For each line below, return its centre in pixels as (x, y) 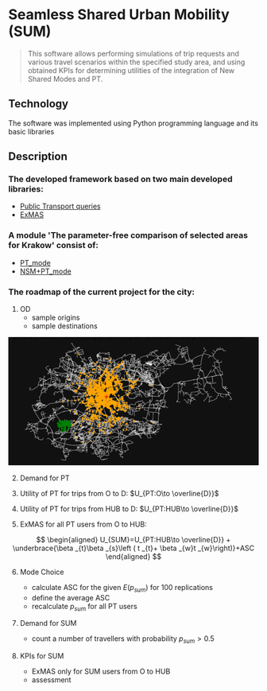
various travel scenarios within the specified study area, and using (136, 62)
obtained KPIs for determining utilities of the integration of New (131, 70)
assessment (51, 680)
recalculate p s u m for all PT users (84, 607)
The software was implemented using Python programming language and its (133, 123)
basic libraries (31, 131)
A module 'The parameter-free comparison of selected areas (128, 235)
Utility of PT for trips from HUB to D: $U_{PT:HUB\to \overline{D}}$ (129, 509)
